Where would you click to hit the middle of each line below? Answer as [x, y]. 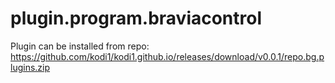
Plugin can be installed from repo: [80, 46]
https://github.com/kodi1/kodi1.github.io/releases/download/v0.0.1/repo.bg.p [167, 56]
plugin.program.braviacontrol [136, 18]
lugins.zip [30, 67]
